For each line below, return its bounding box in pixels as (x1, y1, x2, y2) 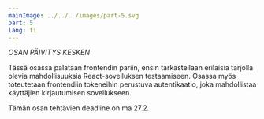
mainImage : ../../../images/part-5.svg (8, 11, 139, 20)
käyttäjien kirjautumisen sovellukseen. (8, 88, 132, 98)
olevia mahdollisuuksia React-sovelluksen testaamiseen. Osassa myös (8, 72, 236, 81)
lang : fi (8, 26, 37, 34)
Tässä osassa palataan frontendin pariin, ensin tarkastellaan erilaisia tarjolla (8, 63, 254, 73)
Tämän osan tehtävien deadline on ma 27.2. (8, 103, 150, 113)
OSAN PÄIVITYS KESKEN (8, 48, 91, 58)
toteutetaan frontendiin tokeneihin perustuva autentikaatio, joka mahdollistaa (8, 80, 257, 89)
